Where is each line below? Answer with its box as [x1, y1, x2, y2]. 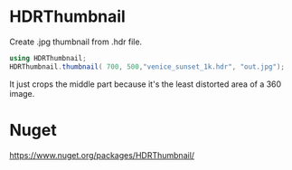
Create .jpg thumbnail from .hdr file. [9, 36, 143, 47]
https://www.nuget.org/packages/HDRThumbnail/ [9, 149, 195, 160]
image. [9, 88, 35, 99]
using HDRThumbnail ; [9, 53, 88, 62]
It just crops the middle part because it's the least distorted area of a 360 [9, 79, 282, 90]
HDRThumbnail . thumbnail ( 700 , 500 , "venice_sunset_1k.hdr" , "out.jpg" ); [9, 61, 285, 71]
